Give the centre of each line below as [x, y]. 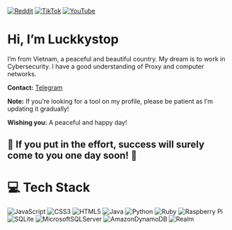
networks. [22, 73]
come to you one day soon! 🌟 [72, 156]
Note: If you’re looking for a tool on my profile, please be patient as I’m [110, 101]
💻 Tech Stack [49, 187]
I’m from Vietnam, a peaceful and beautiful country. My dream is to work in [116, 59]
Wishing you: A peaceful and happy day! [67, 122]
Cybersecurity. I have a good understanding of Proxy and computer [106, 66]
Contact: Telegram [35, 87]
